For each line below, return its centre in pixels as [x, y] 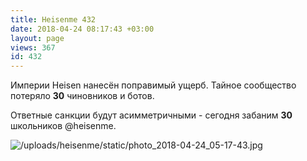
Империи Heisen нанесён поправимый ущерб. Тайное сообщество [153, 85]
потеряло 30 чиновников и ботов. [82, 96]
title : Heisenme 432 [53, 19]
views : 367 [33, 47]
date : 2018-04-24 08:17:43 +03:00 [82, 29]
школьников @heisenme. [63, 126]
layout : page [37, 38]
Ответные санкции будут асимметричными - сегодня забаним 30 [151, 115]
